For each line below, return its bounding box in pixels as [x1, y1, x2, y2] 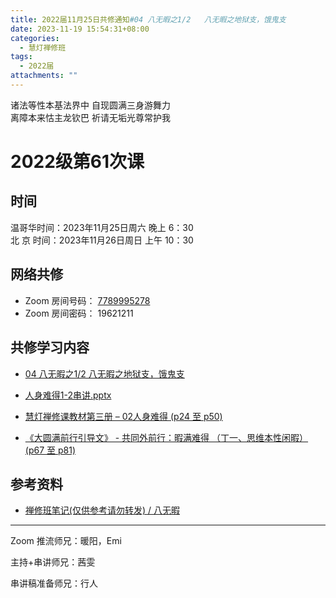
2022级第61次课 [10, 151, 145, 173]
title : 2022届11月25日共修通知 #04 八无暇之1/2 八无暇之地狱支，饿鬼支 [10, 14, 287, 25]
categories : [10, 33, 60, 43]
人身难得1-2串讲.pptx [24, 389, 112, 401]
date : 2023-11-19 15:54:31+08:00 [10, 24, 150, 34]
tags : [10, 52, 33, 62]
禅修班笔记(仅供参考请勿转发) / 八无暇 [24, 504, 180, 516]
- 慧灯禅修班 [19, 42, 67, 53]
